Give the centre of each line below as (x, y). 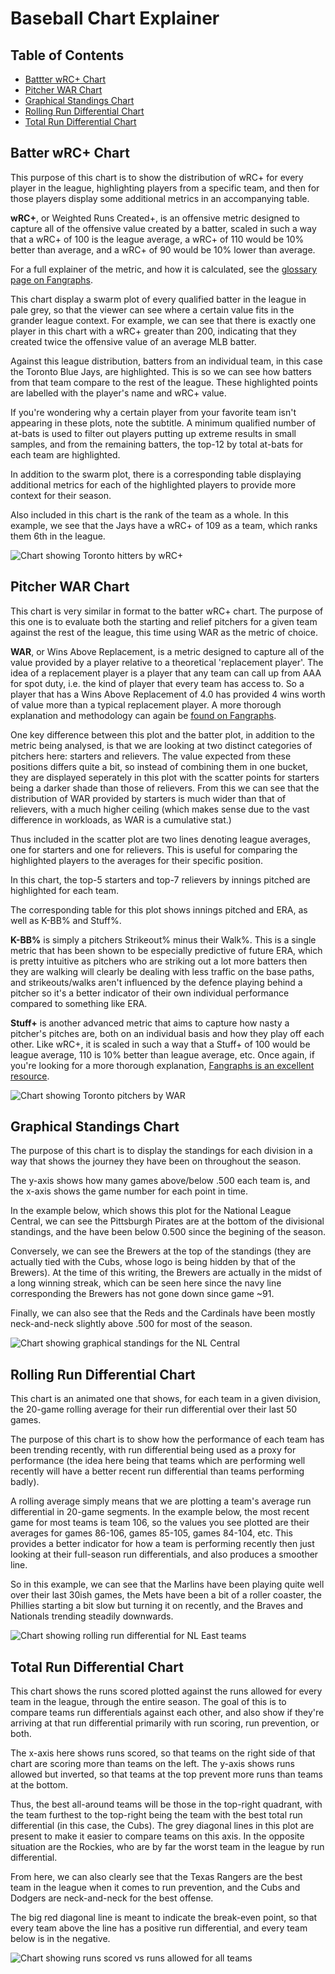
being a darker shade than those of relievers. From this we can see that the (165, 788)
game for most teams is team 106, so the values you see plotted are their (160, 1523)
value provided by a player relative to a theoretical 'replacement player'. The (167, 662)
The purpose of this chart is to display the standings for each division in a (161, 1151)
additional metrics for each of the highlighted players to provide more (153, 484)
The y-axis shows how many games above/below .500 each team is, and (160, 1181)
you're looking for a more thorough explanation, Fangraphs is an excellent (162, 1065)
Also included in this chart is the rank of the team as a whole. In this (149, 514)
